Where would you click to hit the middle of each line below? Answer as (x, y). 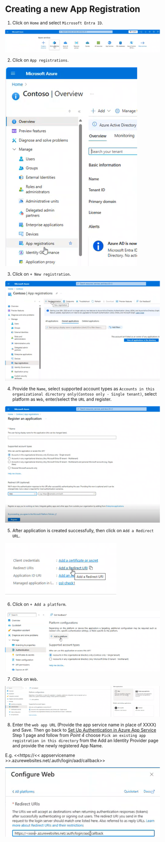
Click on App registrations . (40, 60)
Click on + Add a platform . (39, 604)
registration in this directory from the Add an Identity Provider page (85, 740)
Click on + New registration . (41, 274)
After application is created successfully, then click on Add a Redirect (83, 530)
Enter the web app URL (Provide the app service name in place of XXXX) (84, 725)
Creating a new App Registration (73, 9)
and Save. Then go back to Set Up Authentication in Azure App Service (84, 730)
